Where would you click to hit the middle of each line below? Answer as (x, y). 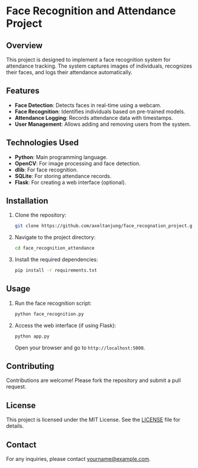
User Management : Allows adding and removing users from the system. (103, 124)
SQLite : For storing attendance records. (63, 176)
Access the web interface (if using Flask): (65, 325)
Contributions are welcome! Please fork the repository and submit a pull (94, 380)
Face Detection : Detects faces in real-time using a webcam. (88, 105)
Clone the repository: (40, 215)
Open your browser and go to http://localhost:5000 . (80, 348)
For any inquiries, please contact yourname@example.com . (78, 459)
